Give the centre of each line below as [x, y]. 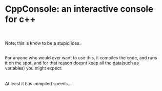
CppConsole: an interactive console [79, 9]
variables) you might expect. [34, 68]
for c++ [20, 19]
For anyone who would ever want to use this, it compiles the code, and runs [81, 57]
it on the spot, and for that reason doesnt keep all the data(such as [72, 63]
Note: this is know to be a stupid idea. [43, 43]
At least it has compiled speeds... [38, 83]
